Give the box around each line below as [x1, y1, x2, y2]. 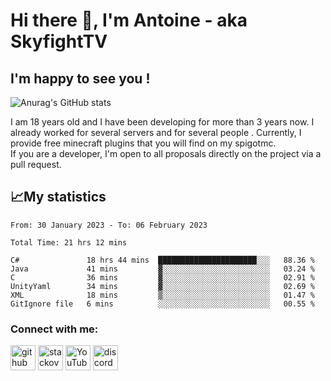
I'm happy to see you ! [10, 70, 151, 87]
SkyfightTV [10, 30, 108, 53]
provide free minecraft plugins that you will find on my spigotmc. [10, 137, 277, 149]
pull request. [10, 159, 62, 170]
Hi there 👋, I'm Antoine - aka [10, 9, 248, 32]
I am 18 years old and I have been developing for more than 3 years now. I [10, 116, 315, 128]
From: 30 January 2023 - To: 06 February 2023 [10, 220, 208, 230]
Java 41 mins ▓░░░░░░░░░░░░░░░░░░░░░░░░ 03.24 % [10, 264, 315, 274]
